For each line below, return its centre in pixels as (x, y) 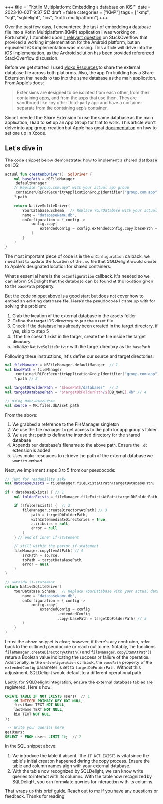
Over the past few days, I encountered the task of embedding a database (78, 27)
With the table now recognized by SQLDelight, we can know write (78, 771)
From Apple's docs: (24, 83)
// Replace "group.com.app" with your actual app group (72, 188)
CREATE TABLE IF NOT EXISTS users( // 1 (48, 696)
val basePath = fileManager (33, 370)
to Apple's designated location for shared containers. (58, 266)
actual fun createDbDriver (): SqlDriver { (49, 174)
